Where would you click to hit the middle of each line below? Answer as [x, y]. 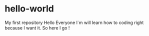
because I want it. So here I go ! [37, 27]
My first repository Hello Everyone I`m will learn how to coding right [74, 22]
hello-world [29, 9]
